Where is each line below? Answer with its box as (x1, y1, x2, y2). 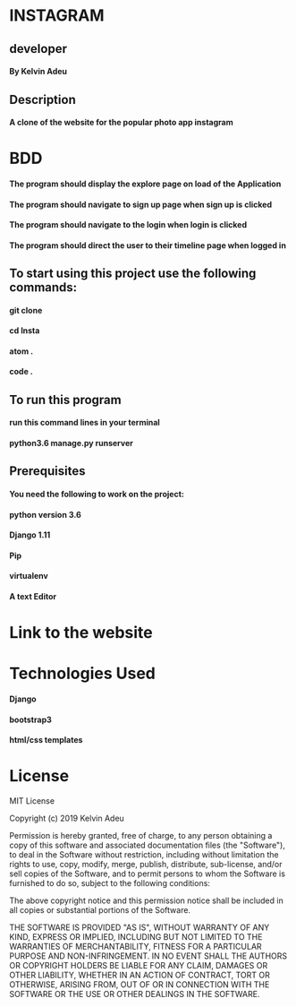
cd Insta (9, 325, 40, 336)
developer (9, 41, 67, 56)
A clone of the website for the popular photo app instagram (9, 117, 234, 128)
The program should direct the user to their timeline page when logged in (9, 239, 286, 251)
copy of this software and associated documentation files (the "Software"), (9, 839, 286, 851)
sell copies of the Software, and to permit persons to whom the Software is (9, 868, 286, 879)
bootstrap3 (9, 714, 52, 725)
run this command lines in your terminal (9, 417, 161, 428)
